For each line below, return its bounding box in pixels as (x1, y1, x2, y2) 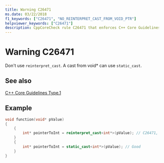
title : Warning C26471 (5, 7, 51, 12)
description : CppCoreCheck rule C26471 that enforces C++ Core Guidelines (5, 25, 161, 30)
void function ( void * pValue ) (5, 117, 64, 122)
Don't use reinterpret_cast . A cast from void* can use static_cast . (5, 63, 142, 69)
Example (5, 104, 32, 113)
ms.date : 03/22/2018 (5, 12, 47, 17)
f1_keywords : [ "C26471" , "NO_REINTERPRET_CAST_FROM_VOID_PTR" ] (5, 16, 137, 21)
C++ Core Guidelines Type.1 (5, 90, 61, 95)
